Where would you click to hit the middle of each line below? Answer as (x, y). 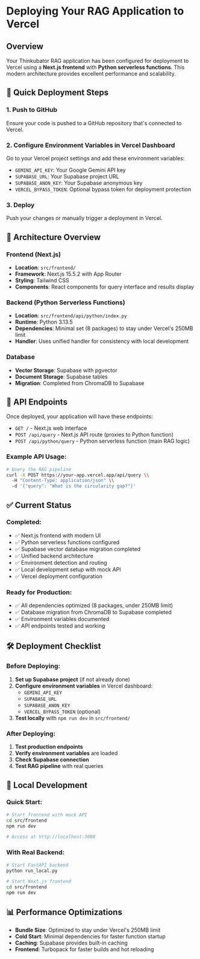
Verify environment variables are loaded (66, 753)
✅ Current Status (39, 505)
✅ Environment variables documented (62, 619)
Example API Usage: (36, 457)
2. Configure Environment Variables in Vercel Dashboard (91, 145)
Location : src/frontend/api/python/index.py (71, 316)
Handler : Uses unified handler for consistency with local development (102, 341)
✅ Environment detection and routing (61, 562)
